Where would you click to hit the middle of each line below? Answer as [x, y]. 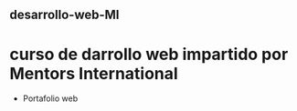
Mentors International [94, 73]
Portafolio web [50, 98]
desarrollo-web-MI [65, 15]
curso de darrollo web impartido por [149, 54]
